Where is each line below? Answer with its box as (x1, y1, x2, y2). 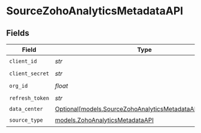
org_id (9, 82, 28, 89)
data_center (9, 106, 44, 112)
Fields (6, 28, 30, 38)
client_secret (9, 70, 50, 77)
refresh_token (9, 94, 50, 101)
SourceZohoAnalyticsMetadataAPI (6, 4, 184, 18)
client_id (9, 58, 37, 64)
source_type (9, 116, 44, 123)
